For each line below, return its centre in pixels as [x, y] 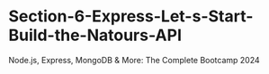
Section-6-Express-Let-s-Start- [131, 16]
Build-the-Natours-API [95, 35]
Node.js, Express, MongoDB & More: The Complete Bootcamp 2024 [134, 60]
